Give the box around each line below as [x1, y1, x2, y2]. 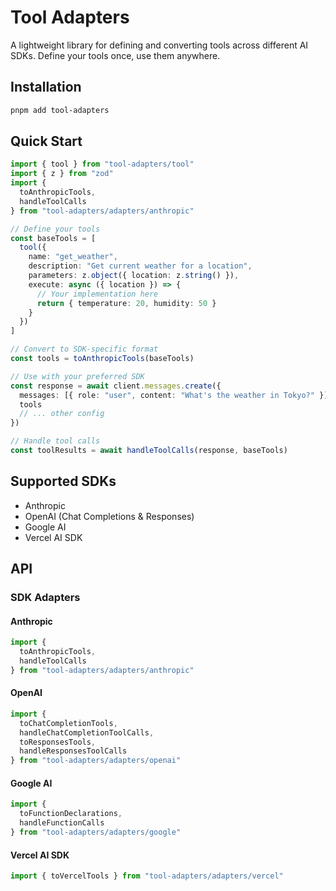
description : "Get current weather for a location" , [28, 261, 253, 271]
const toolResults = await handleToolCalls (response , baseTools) [10, 446, 288, 456]
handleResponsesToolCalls [19, 746, 128, 756]
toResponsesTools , [19, 737, 97, 747]
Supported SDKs [10, 473, 117, 490]
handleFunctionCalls [19, 818, 105, 828]
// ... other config [19, 409, 105, 419]
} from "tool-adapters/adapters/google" [10, 827, 182, 838]
